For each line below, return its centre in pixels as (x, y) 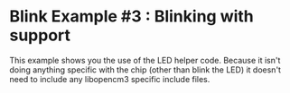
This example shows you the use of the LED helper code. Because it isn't (145, 60)
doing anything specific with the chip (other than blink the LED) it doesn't (145, 70)
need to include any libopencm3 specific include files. (110, 79)
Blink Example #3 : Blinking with (132, 17)
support (40, 35)
